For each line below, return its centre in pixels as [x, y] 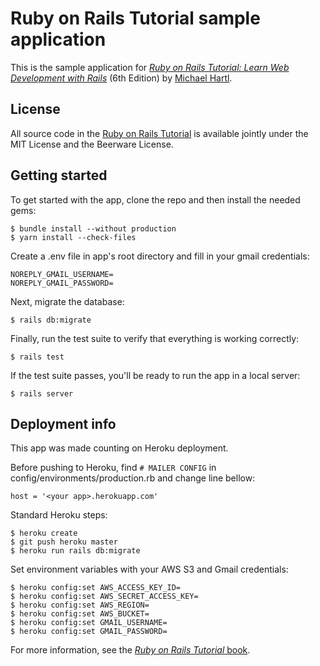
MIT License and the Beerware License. [92, 144]
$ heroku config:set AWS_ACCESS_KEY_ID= [96, 588]
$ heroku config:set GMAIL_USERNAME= [89, 623]
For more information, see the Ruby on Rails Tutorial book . [130, 650]
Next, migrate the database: [67, 301]
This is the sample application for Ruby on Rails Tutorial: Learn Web [150, 67]
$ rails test [37, 357]
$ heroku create [44, 533]
